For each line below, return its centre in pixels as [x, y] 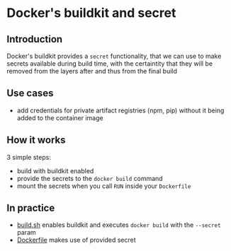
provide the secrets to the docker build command [90, 178]
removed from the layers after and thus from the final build [92, 71]
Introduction [35, 39]
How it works [36, 140]
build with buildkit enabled [55, 170]
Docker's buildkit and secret [91, 13]
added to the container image [60, 117]
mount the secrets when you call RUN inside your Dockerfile [104, 186]
